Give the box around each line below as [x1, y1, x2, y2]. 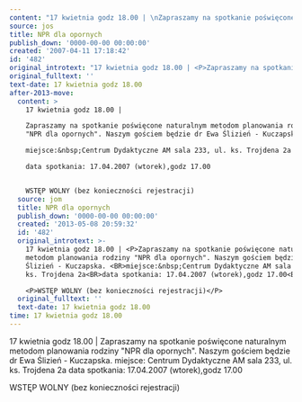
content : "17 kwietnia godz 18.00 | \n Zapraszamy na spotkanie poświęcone [9, 13, 296, 22]
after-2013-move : [9, 88, 75, 97]
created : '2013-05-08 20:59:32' [17, 219, 139, 229]
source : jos [9, 22, 54, 31]
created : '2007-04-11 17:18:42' [9, 47, 130, 56]
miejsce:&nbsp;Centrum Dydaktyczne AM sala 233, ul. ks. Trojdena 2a [25, 146, 292, 156]
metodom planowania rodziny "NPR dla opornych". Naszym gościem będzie [9, 345, 290, 356]
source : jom [17, 194, 63, 203]
